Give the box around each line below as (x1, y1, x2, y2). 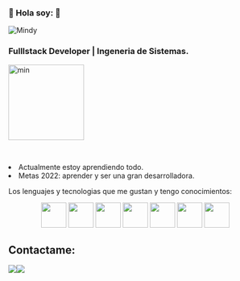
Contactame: (8, 243, 76, 257)
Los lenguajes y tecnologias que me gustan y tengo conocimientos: (8, 186, 232, 196)
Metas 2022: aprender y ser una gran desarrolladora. (19, 171, 195, 180)
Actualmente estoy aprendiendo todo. (19, 162, 143, 171)
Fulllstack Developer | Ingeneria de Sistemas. (8, 46, 189, 57)
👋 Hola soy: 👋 (8, 7, 61, 19)
